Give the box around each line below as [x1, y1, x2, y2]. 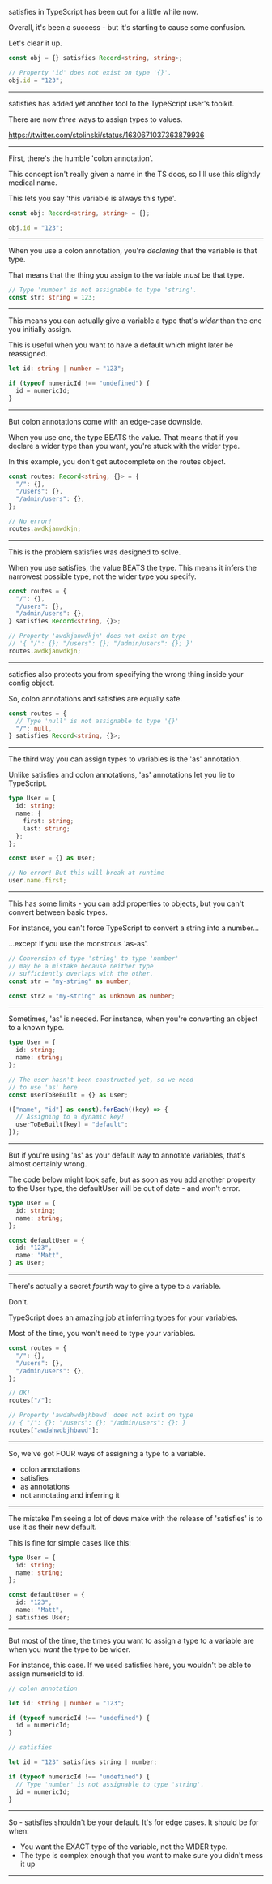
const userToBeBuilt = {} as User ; [8, 1091, 129, 1099]
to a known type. [8, 1023, 65, 1033]
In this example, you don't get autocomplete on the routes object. [8, 456, 227, 466]
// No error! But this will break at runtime [8, 869, 164, 877]
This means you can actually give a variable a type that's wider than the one [8, 316, 263, 325]
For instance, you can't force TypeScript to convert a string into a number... [8, 923, 260, 933]
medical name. [8, 178, 58, 188]
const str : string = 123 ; [8, 294, 96, 302]
